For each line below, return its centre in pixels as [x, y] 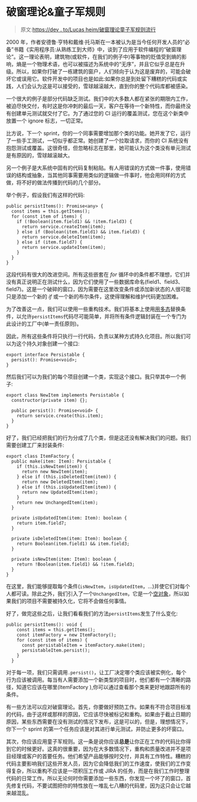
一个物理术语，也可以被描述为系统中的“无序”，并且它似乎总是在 [103, 64]
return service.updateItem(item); [64, 247]
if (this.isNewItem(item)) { [52, 466]
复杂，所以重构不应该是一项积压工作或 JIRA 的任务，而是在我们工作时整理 [100, 771]
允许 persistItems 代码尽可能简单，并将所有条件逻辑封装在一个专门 [101, 316]
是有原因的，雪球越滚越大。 [40, 155]
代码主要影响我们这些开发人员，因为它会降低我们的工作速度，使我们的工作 [96, 763]
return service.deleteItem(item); [64, 237]
